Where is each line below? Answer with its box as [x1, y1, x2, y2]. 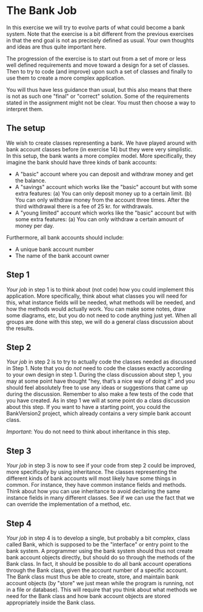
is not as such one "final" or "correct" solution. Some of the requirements [6, 92, 190, 100]
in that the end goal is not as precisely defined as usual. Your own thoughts [6, 36, 195, 44]
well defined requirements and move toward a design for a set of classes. [6, 61, 190, 69]
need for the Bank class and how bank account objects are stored [6, 593, 171, 599]
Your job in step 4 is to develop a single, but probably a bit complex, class [6, 534, 190, 542]
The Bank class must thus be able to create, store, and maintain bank [6, 573, 179, 580]
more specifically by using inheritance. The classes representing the [6, 469, 177, 476]
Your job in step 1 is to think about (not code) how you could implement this [6, 286, 195, 293]
